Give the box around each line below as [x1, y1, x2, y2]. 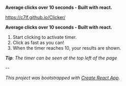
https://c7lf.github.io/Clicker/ [5, 14, 66, 20]
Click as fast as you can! [12, 39, 65, 46]
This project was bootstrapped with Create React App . [5, 75, 120, 81]
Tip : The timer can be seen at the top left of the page [5, 55, 117, 61]
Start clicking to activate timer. [12, 34, 77, 40]
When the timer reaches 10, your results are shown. [12, 45, 121, 51]
